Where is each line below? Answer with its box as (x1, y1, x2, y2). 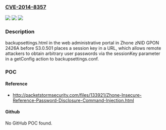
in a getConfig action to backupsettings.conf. (5, 55, 99, 61)
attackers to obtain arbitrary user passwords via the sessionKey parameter (5, 50, 160, 56)
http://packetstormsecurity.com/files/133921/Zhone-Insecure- (12, 92, 142, 98)
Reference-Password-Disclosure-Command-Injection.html (12, 97, 135, 103)
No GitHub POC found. (5, 120, 52, 126)
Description (5, 28, 35, 35)
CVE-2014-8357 (5, 4, 46, 11)
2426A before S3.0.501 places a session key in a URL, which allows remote (5, 45, 161, 51)
